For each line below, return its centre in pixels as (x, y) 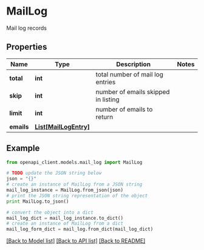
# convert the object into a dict (50, 212)
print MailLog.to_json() (38, 201)
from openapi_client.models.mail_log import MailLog (74, 162)
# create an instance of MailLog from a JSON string (74, 184)
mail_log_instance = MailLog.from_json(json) (65, 190)
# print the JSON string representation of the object (77, 195)
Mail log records (27, 28)
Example (23, 148)
